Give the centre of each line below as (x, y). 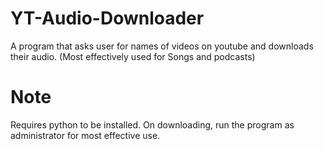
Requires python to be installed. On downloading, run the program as (152, 124)
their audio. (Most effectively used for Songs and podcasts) (133, 56)
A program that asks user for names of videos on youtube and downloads (162, 46)
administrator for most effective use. (85, 135)
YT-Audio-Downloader (107, 18)
